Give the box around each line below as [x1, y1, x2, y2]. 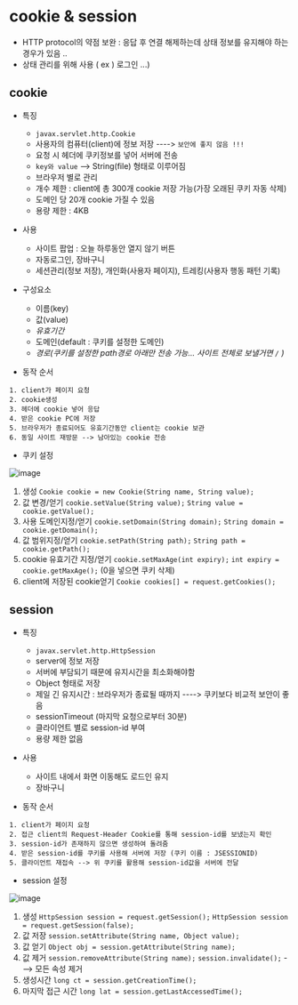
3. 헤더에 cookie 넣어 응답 [9, 405, 101, 414]
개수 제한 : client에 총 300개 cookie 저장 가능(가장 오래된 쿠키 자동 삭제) [35, 182, 287, 193]
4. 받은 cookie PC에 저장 [9, 414, 96, 423]
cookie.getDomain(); [21, 526, 99, 535]
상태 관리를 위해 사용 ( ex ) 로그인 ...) [21, 59, 150, 69]
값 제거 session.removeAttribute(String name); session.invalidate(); [21, 952, 282, 962]
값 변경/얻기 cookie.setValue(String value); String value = [21, 496, 244, 508]
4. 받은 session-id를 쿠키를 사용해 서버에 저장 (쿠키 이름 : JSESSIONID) [9, 848, 259, 857]
